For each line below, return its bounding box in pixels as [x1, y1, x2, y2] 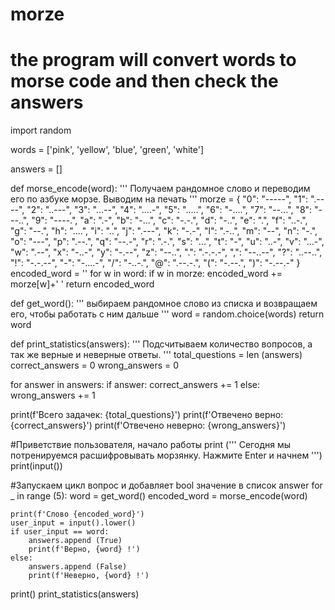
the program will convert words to [10, 49, 297, 72]
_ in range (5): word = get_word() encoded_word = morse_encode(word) [10, 490, 308, 502]
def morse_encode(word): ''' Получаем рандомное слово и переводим [10, 183, 311, 195]
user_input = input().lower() [10, 518, 137, 528]
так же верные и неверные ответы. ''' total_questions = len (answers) [10, 349, 303, 361]
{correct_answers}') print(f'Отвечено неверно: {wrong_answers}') [10, 419, 287, 432]
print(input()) [10, 460, 63, 472]
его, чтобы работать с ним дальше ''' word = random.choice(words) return [10, 308, 325, 320]
